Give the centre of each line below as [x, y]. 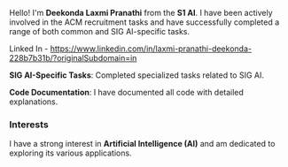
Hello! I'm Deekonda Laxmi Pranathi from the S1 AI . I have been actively [141, 13]
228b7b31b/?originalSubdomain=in [73, 58]
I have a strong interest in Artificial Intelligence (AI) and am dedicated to [142, 144]
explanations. [34, 102]
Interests [29, 125]
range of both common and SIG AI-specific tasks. [100, 31]
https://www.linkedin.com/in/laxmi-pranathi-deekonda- [151, 49]
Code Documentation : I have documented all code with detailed [126, 92]
